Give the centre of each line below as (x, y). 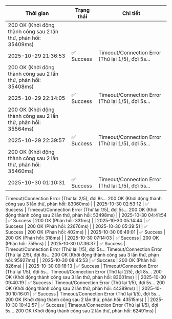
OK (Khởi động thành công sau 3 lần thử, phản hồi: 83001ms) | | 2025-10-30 (86, 277)
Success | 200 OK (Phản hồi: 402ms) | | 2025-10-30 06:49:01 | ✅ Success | (85, 232)
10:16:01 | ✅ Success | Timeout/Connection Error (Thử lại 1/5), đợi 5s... (86, 294)
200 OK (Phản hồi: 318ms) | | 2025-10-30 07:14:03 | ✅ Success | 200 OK (82, 238)
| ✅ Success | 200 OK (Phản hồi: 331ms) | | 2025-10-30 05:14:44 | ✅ (78, 220)
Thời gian (37, 13)
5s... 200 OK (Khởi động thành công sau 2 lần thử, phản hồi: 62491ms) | (81, 311)
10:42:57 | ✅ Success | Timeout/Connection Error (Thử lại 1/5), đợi (89, 305)
